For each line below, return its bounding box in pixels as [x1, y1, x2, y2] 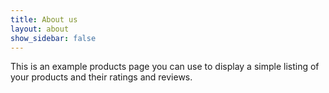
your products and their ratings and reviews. [10, 71, 193, 83]
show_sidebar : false [10, 33, 97, 43]
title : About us [10, 14, 78, 25]
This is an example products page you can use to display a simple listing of [10, 61, 320, 73]
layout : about [10, 24, 70, 34]
